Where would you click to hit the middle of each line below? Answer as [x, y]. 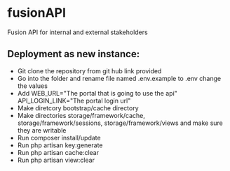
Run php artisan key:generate [60, 145]
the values [32, 86]
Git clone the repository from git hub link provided [89, 70]
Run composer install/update [59, 137]
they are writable [42, 130]
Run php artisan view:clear [56, 160]
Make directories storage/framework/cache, [81, 115]
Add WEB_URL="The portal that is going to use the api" [97, 93]
